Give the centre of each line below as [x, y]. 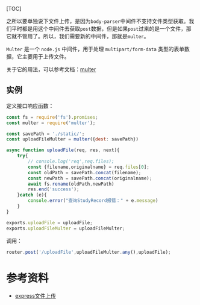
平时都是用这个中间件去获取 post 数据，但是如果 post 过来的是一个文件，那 [101, 29]
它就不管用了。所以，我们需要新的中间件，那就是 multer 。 [78, 36]
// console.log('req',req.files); [71, 162]
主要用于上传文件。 [46, 56]
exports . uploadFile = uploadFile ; [50, 222]
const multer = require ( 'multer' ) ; [51, 123]
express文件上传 [35, 296]
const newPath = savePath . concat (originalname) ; [90, 178]
